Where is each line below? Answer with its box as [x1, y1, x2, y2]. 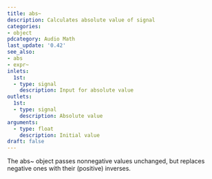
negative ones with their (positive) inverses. [7, 165, 131, 173]
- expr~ [7, 61, 30, 68]
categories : [7, 23, 41, 30]
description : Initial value [19, 131, 100, 138]
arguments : [7, 118, 39, 126]
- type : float [13, 125, 54, 132]
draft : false [7, 138, 45, 145]
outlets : [7, 94, 32, 101]
